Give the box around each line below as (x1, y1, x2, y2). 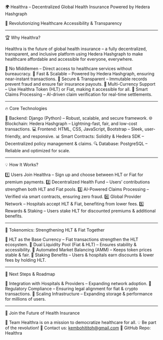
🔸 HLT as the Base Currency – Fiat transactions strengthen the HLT (5, 236, 139, 242)
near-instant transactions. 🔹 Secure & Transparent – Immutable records (5, 76, 147, 82)
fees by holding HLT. (5, 257, 46, 263)
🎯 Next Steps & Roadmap (5, 271, 55, 277)
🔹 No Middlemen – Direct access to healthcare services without (5, 66, 132, 72)
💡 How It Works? (5, 162, 39, 167)
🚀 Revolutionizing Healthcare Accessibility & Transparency (5, 20, 122, 26)
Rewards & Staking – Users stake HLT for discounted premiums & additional (5, 208, 156, 214)
